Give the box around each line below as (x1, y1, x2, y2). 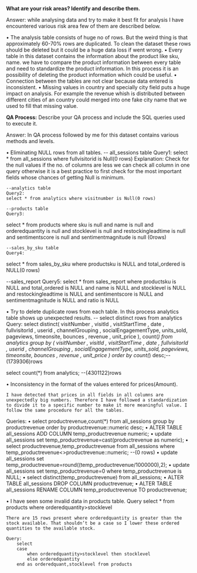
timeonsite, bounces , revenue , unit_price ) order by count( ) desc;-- (6, 352, 171, 358)
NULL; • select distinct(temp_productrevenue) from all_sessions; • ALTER (6, 474, 184, 480)
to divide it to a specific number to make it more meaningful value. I (6, 402, 188, 408)
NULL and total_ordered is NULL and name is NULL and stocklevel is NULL (6, 284, 186, 291)
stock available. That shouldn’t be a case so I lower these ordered (6, 520, 180, 526)
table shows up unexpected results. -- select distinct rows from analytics (6, 314, 183, 321)
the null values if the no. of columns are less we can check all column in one (6, 161, 190, 168)
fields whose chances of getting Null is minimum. (6, 174, 125, 181)
